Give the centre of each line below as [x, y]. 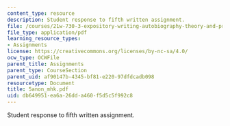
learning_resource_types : [44, 39]
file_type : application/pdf [47, 32]
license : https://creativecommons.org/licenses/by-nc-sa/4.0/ [98, 52]
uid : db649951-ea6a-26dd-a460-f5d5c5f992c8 [70, 96]
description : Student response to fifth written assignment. [96, 20]
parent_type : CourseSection [47, 70]
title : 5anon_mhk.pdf [38, 89]
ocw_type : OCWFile [33, 58]
